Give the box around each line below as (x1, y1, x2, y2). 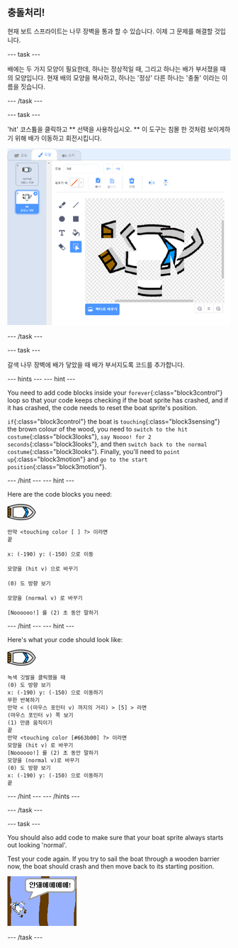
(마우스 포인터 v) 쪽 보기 (7, 712, 74, 719)
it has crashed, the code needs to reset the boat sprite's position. (7, 404, 198, 412)
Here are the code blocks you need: (7, 490, 112, 499)
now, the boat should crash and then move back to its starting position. (7, 862, 215, 871)
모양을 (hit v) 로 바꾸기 (7, 742, 74, 749)
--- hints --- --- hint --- (7, 375, 76, 383)
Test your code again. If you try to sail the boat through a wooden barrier (7, 854, 220, 864)
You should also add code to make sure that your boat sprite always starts (7, 833, 224, 842)
